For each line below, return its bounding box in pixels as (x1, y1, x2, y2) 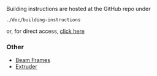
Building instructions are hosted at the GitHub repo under (6, 5, 151, 12)
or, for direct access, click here (6, 27, 85, 35)
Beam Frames (15, 57, 51, 64)
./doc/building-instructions (6, 17, 81, 23)
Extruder (15, 63, 38, 71)
